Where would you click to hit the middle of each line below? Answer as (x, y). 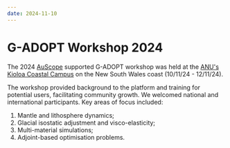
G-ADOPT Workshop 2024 (85, 47)
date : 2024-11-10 (32, 13)
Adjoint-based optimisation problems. (71, 137)
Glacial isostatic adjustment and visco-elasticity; (86, 123)
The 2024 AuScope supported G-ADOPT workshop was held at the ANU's (113, 67)
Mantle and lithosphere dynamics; (65, 115)
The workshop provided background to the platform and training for (104, 87)
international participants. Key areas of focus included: (85, 102)
